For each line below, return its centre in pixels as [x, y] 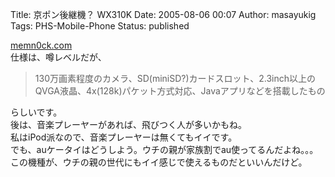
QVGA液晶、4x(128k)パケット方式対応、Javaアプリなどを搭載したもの [180, 91]
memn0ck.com [41, 45]
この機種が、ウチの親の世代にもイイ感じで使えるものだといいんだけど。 [159, 162]
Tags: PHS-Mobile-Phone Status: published [100, 26]
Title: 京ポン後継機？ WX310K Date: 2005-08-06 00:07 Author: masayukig [163, 14]
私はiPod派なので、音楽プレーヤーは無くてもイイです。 [124, 137]
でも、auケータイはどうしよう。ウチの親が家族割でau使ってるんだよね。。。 [164, 149]
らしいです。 [36, 112]
